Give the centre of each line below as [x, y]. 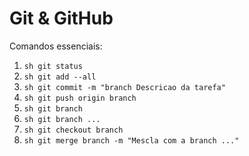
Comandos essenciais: [56, 46]
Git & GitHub [61, 18]
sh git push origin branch [80, 98]
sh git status [53, 66]
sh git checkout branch [73, 130]
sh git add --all [60, 77]
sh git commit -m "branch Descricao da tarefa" [124, 87]
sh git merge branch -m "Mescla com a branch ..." [131, 140]
